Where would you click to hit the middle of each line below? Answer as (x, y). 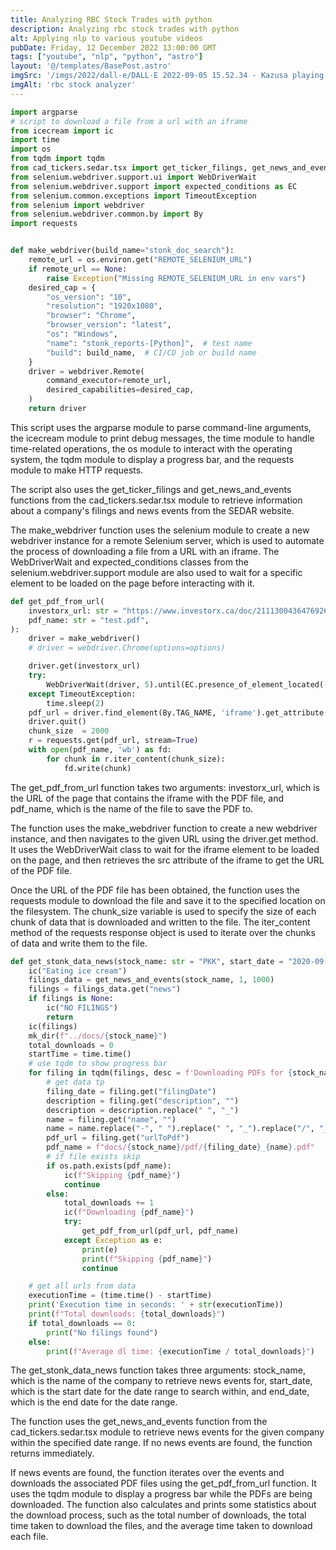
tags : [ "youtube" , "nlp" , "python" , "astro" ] (106, 57)
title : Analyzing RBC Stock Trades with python (111, 19)
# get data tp (75, 1082)
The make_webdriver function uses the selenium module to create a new (160, 530)
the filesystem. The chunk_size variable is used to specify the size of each (163, 911)
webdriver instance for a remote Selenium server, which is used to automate (167, 540)
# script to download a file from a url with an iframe (129, 121)
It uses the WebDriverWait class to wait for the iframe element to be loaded (165, 849)
